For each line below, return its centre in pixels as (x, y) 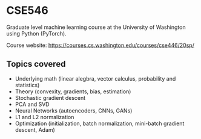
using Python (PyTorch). (36, 33)
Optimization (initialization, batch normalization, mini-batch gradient (100, 123)
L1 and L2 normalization (44, 117)
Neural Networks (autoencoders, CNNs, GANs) (74, 110)
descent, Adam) (35, 129)
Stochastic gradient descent (50, 97)
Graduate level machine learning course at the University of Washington (96, 27)
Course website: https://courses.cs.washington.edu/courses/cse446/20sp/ (100, 45)
